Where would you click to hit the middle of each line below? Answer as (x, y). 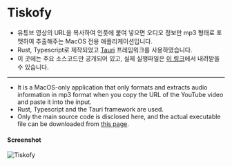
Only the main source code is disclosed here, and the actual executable (119, 116)
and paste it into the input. (54, 102)
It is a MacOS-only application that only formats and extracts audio (112, 87)
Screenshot (24, 140)
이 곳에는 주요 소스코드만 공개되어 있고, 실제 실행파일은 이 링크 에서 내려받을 (118, 58)
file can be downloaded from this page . (73, 124)
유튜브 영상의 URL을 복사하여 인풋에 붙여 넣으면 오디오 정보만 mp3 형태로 (116, 32)
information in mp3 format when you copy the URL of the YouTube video (120, 94)
